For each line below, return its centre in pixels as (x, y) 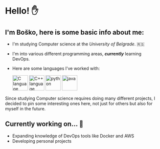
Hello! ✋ (22, 11)
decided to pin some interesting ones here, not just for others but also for (79, 104)
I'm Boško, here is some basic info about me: (75, 32)
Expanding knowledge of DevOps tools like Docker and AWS (73, 136)
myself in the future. (25, 109)
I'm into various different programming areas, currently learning (77, 54)
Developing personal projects (42, 141)
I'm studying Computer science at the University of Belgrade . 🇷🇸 (78, 44)
